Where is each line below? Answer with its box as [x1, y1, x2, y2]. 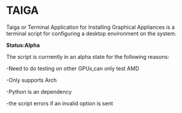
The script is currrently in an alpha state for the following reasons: [6, 53, 169, 60]
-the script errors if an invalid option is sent [6, 100, 114, 107]
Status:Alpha [6, 41, 40, 49]
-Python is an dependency [6, 88, 72, 95]
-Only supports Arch [6, 76, 57, 84]
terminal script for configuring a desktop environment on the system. [6, 29, 177, 37]
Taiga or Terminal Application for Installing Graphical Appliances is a [6, 23, 175, 31]
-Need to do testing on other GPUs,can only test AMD [6, 64, 139, 72]
